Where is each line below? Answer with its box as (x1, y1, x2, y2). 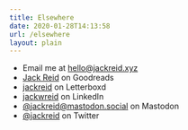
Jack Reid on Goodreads (22, 73, 114, 83)
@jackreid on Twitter (22, 110, 100, 121)
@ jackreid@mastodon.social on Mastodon (22, 100, 180, 112)
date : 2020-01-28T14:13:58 (9, 22, 111, 30)
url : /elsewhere (9, 30, 70, 39)
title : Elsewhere (9, 13, 75, 22)
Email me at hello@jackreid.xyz (22, 63, 139, 74)
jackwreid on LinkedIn (22, 91, 104, 102)
